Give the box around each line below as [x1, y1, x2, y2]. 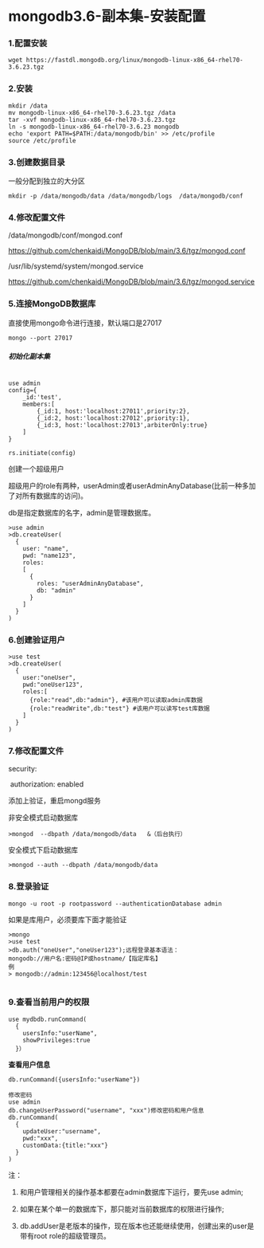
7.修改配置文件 [8, 745, 64, 756]
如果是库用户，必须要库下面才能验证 [8, 914, 127, 924]
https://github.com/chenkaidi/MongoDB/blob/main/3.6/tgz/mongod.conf [8, 246, 246, 256]
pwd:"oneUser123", [22, 681, 83, 689]
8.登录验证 [8, 881, 49, 893]
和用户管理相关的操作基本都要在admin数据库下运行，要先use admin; [19, 1187, 244, 1196]
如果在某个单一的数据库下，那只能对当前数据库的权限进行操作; [19, 1204, 225, 1214]
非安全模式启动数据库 [8, 813, 78, 822]
